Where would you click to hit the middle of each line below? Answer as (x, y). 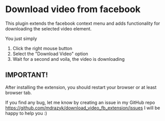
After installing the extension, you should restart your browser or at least (81, 87)
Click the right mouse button (42, 48)
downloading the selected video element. (48, 28)
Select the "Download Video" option (50, 54)
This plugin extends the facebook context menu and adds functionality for (83, 23)
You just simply (21, 38)
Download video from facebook (73, 9)
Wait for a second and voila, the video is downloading (69, 59)
